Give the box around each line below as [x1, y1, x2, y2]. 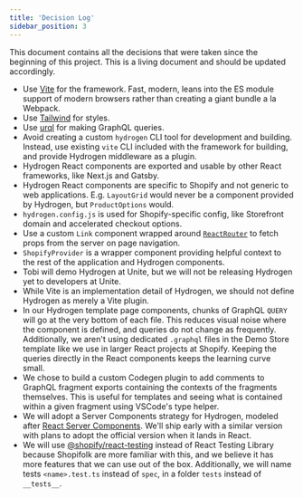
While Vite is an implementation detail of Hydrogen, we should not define [22, 285, 295, 296]
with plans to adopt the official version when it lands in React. [22, 429, 251, 440]
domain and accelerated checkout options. [22, 218, 183, 229]
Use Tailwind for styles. [22, 112, 110, 123]
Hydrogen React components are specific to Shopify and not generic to [22, 179, 289, 190]
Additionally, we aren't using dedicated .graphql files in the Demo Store [22, 333, 289, 344]
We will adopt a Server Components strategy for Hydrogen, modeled [22, 410, 279, 421]
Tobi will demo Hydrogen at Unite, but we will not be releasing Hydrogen [22, 266, 293, 277]
